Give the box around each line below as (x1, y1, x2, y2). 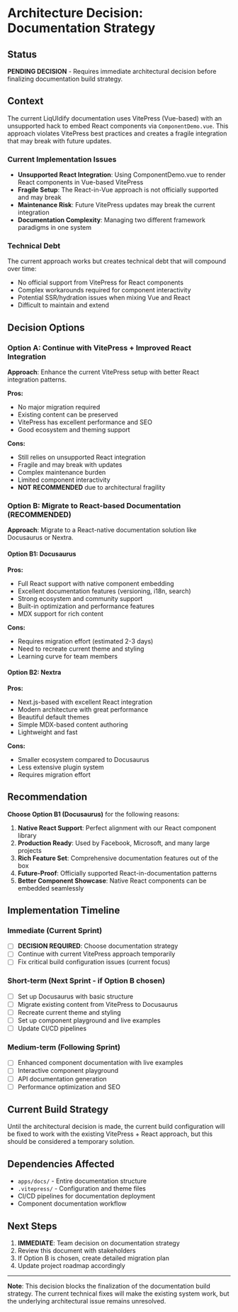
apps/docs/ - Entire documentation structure (17, 1176, 147, 1186)
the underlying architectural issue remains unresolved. (7, 1297, 166, 1306)
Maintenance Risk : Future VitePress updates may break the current (17, 201, 215, 209)
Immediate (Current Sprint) (7, 925, 103, 935)
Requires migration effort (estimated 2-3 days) (17, 636, 154, 645)
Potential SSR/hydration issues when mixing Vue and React (17, 293, 191, 302)
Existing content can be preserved (17, 410, 118, 419)
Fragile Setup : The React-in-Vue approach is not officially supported (17, 186, 219, 194)
